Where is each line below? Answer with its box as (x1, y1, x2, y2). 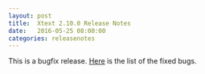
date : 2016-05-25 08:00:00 (8, 27, 106, 35)
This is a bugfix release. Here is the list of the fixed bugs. (8, 56, 197, 66)
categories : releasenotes (8, 34, 95, 43)
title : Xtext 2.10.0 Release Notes (8, 19, 131, 27)
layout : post (8, 11, 52, 20)
